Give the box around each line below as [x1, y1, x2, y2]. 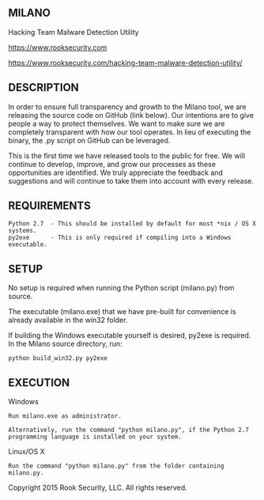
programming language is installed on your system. [8, 433, 182, 441]
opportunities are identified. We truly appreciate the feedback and [8, 168, 224, 177]
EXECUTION [8, 376, 70, 389]
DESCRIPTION [8, 81, 79, 94]
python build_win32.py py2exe [8, 354, 108, 362]
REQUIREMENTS [8, 199, 91, 213]
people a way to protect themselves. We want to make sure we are [8, 119, 225, 128]
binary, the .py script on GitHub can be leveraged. [8, 135, 171, 145]
